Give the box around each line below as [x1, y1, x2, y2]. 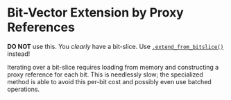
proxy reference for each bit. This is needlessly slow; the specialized [7, 70, 203, 79]
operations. [7, 85, 40, 93]
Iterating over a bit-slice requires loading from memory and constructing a [7, 63, 219, 71]
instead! [7, 50, 31, 58]
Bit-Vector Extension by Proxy [7, 5, 184, 21]
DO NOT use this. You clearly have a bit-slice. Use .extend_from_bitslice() [7, 42, 224, 50]
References [7, 19, 75, 35]
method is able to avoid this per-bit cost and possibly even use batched [7, 77, 212, 86]
